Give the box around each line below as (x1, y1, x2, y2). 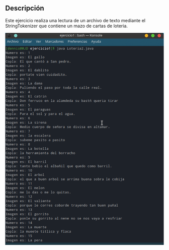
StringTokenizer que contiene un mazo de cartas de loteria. (5, 23, 128, 29)
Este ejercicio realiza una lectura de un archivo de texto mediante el (5, 17, 146, 23)
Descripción (5, 4, 44, 13)
